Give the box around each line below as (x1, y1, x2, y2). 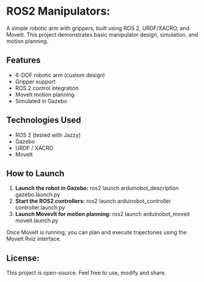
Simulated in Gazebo (15, 97, 68, 104)
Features (6, 55, 41, 65)
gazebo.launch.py (15, 191, 61, 198)
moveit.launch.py (15, 217, 59, 224)
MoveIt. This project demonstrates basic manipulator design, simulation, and (6, 31, 199, 38)
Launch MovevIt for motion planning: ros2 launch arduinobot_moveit (15, 211, 190, 218)
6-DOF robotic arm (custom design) (15, 71, 105, 79)
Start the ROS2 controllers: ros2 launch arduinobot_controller (15, 197, 172, 205)
